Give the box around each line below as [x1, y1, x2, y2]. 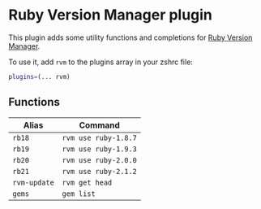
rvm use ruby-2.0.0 [62, 155, 138, 164]
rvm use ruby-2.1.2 [62, 167, 138, 176]
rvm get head [62, 177, 113, 187]
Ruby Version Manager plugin [8, 6, 213, 24]
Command [79, 120, 120, 131]
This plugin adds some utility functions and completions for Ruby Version [8, 33, 253, 42]
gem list [62, 189, 96, 198]
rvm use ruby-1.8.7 [62, 133, 138, 142]
